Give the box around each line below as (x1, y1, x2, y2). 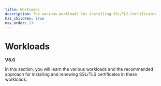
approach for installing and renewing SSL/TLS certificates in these (5, 72, 137, 77)
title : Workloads (5, 7, 40, 12)
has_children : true (5, 16, 44, 21)
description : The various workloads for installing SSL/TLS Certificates (5, 12, 157, 16)
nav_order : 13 (5, 20, 34, 25)
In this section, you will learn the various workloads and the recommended (5, 66, 154, 72)
